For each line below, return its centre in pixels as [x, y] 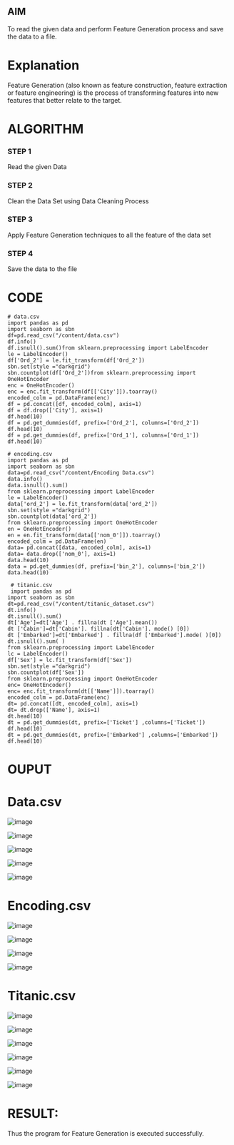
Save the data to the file [42, 269]
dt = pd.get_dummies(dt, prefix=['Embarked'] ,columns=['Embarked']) [113, 735]
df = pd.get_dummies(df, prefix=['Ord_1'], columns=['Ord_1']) [103, 436]
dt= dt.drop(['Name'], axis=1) [54, 710]
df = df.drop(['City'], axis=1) [55, 411]
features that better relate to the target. [65, 100]
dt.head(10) [25, 716]
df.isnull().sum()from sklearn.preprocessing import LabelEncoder [108, 348]
